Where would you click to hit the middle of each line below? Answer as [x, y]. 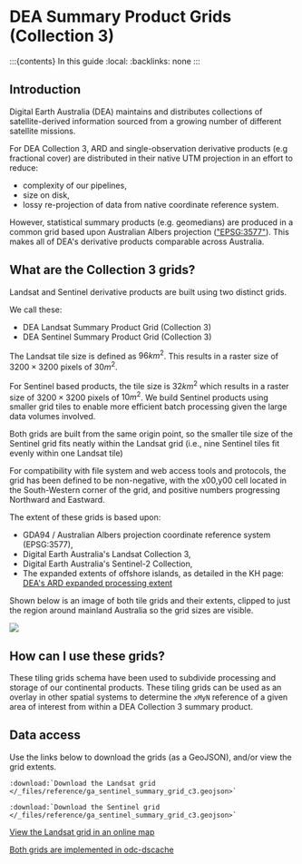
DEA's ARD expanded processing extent [97, 584]
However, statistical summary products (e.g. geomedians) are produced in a [151, 222]
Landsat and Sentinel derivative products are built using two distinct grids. [148, 291]
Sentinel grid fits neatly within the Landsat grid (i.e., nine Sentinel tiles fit [145, 444]
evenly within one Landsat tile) [67, 453]
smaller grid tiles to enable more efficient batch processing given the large [148, 407]
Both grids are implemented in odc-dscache [92, 849]
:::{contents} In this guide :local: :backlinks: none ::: [105, 61]
